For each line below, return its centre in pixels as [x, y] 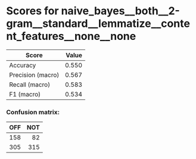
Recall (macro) [30, 85]
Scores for [32, 11]
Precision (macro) [34, 74]
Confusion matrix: [33, 112]
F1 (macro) [25, 94]
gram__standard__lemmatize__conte [98, 24]
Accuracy [23, 65]
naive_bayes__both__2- [120, 11]
